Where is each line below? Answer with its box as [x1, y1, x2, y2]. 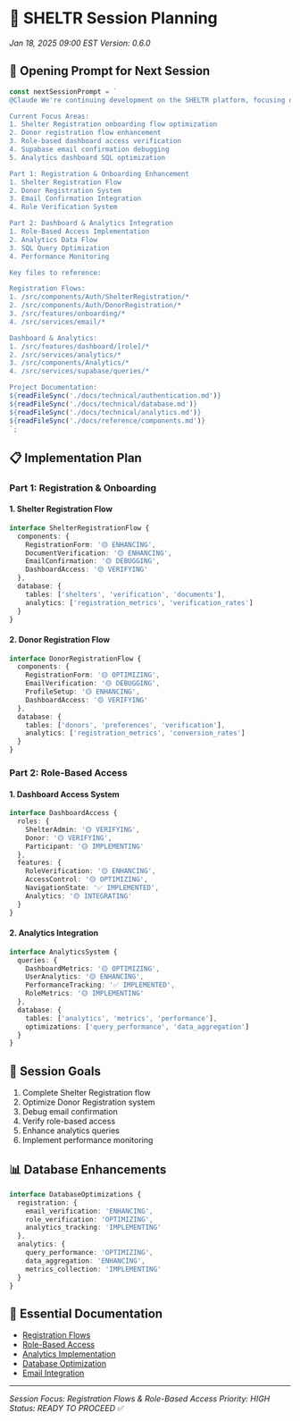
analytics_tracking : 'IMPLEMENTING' [25, 1223, 162, 1232]
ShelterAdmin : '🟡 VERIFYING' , [25, 825, 140, 834]
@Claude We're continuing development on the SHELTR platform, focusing [9, 96, 286, 105]
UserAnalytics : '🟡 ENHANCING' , [25, 972, 145, 981]
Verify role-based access [21, 1116, 116, 1127]
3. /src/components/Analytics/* [9, 358, 129, 367]
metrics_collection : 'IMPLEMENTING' [25, 1265, 162, 1274]
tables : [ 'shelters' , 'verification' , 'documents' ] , [25, 590, 226, 599]
